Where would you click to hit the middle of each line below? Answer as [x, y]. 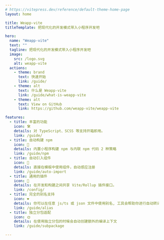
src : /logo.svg [29, 59]
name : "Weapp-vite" [29, 41]
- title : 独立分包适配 [30, 212]
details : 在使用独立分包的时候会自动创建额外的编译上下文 [65, 222]
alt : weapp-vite [31, 63]
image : [16, 54]
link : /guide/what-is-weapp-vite [52, 95]
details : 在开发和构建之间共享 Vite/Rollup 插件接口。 [65, 185]
